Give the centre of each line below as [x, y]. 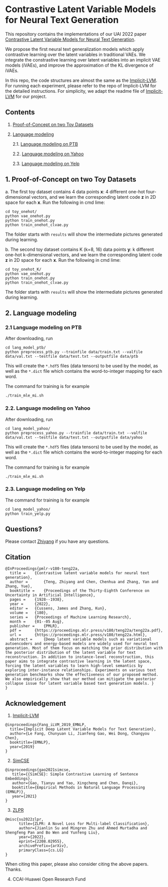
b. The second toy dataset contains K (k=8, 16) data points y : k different [80, 249]
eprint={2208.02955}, [41, 842]
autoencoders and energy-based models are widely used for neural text [82, 644]
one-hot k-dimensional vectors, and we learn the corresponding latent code [84, 255]
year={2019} [22, 747]
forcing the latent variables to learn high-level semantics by [74, 666]
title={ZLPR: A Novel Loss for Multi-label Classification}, [84, 824]
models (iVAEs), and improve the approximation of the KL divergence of [79, 65]
